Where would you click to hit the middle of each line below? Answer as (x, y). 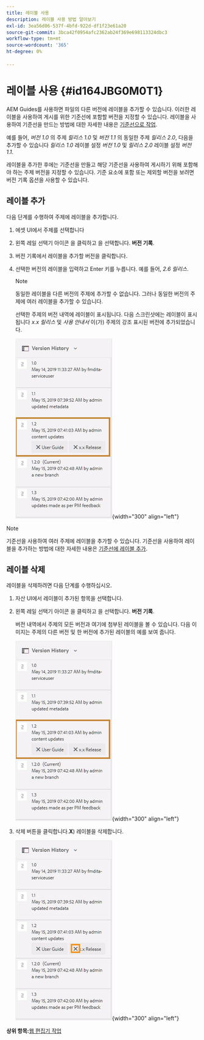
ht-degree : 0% (24, 52)
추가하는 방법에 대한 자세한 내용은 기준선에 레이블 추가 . (83, 548)
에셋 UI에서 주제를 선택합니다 (50, 230)
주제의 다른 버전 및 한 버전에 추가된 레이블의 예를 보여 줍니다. (104, 632)
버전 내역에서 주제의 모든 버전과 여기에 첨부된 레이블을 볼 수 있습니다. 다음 (103, 624)
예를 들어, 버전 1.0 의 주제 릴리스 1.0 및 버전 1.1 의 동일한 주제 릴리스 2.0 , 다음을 (100, 137)
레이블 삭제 (26, 570)
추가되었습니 (180, 322)
